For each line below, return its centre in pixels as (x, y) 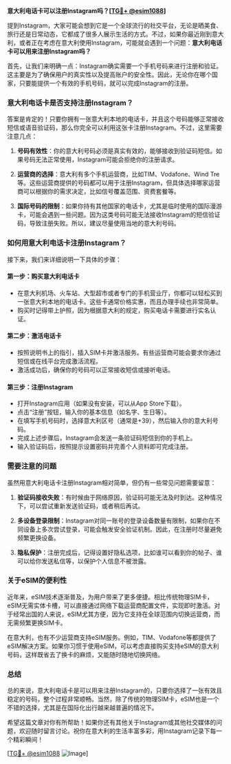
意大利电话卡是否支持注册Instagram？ (70, 103)
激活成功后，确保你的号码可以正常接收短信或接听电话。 (95, 370)
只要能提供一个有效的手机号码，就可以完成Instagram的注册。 (106, 83)
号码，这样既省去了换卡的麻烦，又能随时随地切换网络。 (85, 654)
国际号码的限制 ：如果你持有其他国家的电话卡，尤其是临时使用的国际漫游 (119, 206)
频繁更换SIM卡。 (43, 623)
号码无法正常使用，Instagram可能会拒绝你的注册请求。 (101, 160)
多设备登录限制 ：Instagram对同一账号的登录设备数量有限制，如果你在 (115, 521)
